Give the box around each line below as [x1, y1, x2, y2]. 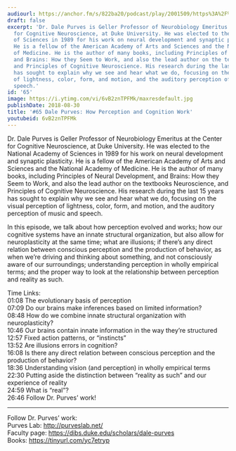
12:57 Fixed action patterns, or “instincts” [7, 334, 126, 342]
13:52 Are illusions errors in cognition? [7, 341, 118, 349]
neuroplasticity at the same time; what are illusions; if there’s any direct [7, 237, 213, 246]
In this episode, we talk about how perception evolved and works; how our [7, 222, 223, 231]
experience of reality [7, 378, 67, 387]
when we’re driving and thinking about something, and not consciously [7, 253, 212, 261]
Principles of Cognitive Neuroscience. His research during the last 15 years [7, 186, 224, 195]
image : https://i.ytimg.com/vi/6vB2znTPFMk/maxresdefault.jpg [7, 96, 193, 103]
